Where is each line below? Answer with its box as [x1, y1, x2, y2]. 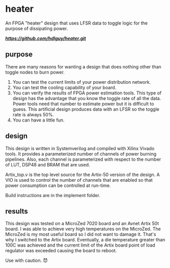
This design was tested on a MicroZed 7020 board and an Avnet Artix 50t [5, 221, 159, 227]
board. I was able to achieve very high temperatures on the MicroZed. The [5, 226, 161, 232]
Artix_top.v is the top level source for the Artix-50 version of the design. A [5, 172, 160, 178]
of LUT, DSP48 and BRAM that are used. [5, 161, 90, 167]
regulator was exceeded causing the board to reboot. [5, 248, 117, 254]
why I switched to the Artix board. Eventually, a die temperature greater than [5, 237, 165, 243]
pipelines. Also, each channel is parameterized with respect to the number [5, 156, 161, 162]
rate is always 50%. [12, 111, 54, 117]
